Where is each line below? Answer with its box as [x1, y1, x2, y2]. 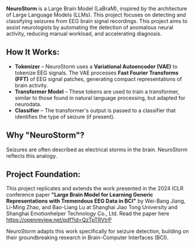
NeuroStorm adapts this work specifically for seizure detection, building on [6, 227, 190, 235]
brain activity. [14, 82, 49, 89]
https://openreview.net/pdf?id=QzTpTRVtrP [6, 216, 112, 223]
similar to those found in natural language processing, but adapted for [14, 94, 186, 101]
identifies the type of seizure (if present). [14, 113, 116, 120]
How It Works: [6, 47, 60, 57]
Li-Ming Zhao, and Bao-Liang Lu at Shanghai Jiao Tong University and [6, 204, 178, 211]
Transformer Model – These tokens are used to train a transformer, [14, 88, 180, 95]
